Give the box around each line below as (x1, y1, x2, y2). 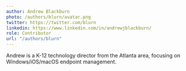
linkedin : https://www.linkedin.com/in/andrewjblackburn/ (6, 25, 152, 31)
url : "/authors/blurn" (6, 36, 62, 42)
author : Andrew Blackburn (6, 8, 70, 15)
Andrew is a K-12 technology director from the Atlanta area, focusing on (6, 52, 181, 59)
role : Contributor (6, 31, 51, 36)
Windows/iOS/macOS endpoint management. (6, 58, 117, 65)
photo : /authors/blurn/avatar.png (6, 14, 92, 20)
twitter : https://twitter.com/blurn (6, 19, 96, 25)
